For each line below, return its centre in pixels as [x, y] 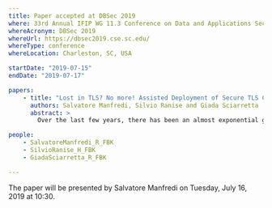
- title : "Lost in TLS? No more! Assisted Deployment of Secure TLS [141, 98]
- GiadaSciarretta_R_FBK [65, 157]
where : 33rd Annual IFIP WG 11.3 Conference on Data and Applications [130, 23]
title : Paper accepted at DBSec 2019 [72, 16]
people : [21, 135]
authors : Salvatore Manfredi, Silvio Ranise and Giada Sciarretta [144, 105]
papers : [21, 90]
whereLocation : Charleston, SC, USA [70, 53]
